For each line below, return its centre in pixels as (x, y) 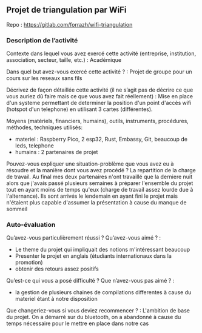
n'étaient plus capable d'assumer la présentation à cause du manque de (96, 203)
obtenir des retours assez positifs (57, 269)
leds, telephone (35, 146)
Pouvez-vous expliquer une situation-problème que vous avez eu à (90, 164)
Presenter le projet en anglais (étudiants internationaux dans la (93, 256)
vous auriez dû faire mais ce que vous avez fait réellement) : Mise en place (99, 96)
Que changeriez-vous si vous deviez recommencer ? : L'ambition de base (98, 311)
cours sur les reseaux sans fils (44, 78)
